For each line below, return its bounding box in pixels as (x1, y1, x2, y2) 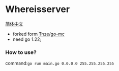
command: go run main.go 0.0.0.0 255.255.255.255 (5, 60, 114, 66)
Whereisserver (5, 4, 70, 15)
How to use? (5, 49, 37, 56)
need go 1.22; (12, 36, 42, 42)
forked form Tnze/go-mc (12, 31, 65, 37)
